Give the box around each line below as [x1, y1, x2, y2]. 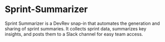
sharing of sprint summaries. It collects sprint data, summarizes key [5, 25, 147, 31]
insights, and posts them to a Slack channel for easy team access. [5, 31, 143, 37]
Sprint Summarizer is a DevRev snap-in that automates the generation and [5, 20, 160, 26]
